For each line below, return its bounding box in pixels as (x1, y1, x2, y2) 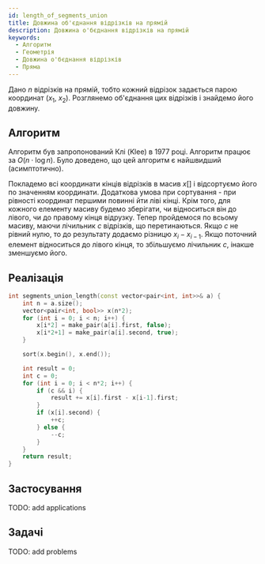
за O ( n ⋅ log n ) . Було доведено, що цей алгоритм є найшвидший (8, 156, 221, 165)
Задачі (8, 526, 44, 540)
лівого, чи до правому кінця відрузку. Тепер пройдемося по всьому (8, 212, 239, 222)
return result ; (22, 453, 73, 461)
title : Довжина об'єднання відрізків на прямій (8, 19, 168, 27)
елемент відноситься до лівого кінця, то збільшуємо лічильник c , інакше (8, 240, 255, 250)
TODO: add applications (8, 503, 86, 513)
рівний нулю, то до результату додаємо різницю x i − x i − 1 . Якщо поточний (8, 230, 257, 241)
